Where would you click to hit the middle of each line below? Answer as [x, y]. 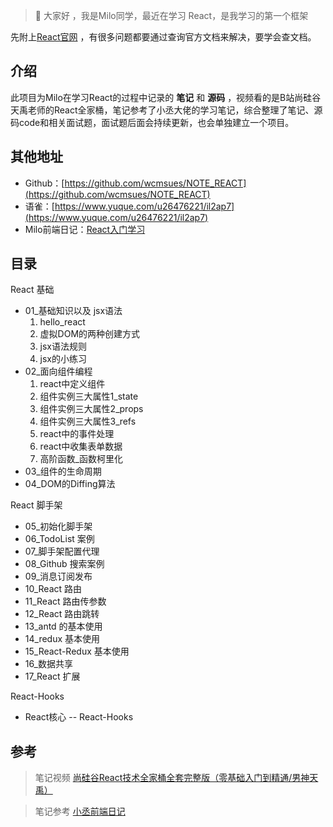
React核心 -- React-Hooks [79, 717]
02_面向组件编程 [58, 371]
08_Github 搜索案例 [64, 564]
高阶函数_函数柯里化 [81, 459]
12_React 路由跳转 [62, 614]
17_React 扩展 [52, 676]
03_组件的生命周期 [63, 471]
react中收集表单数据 [81, 446]
